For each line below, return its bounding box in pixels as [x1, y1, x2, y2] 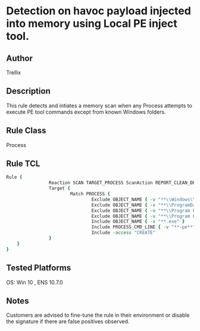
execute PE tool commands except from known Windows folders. [6, 108, 166, 115]
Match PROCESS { [70, 191, 111, 197]
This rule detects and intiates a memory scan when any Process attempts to [6, 102, 192, 109]
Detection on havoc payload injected [6, 4, 192, 18]
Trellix [6, 69, 21, 76]
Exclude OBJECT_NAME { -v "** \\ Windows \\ [91, 196, 196, 202]
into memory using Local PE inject [6, 17, 177, 30]
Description [6, 86, 51, 96]
